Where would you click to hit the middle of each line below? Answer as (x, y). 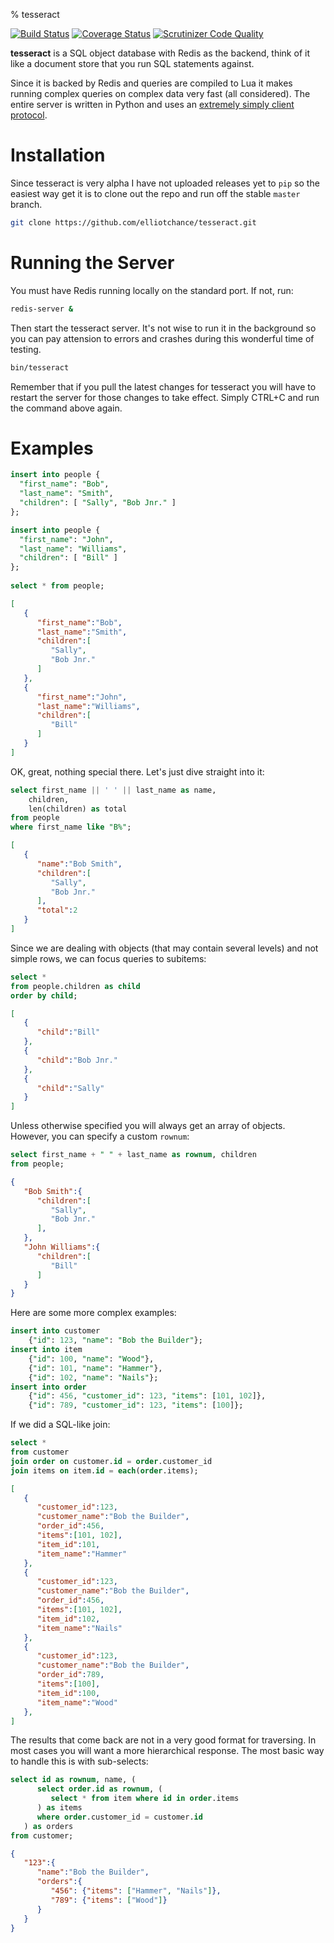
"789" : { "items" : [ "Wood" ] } (109, 1900)
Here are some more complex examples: (93, 1313)
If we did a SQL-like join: (60, 1425)
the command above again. (66, 408)
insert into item (46, 1350)
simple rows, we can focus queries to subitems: (108, 958)
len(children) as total (78, 809)
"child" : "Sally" (70, 1088)
